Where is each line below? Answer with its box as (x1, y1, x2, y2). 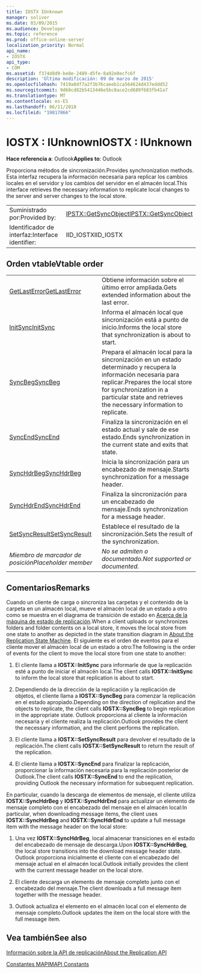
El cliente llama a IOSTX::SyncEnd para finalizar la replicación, (14, 760, 171, 767)
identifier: (9, 238, 37, 247)
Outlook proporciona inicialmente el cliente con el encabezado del (14, 853, 179, 861)
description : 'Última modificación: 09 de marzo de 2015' (6, 76, 155, 82)
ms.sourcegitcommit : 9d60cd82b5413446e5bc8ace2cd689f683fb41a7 (6, 87, 168, 93)
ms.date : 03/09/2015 (6, 20, 58, 26)
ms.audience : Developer (6, 25, 66, 32)
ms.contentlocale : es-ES (6, 98, 69, 104)
